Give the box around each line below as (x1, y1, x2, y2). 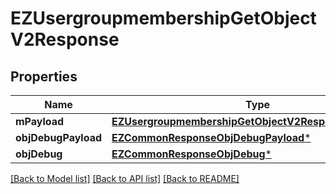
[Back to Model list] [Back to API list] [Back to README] (10, 173, 240, 184)
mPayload (15, 115, 65, 128)
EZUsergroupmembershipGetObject (10, 7, 317, 30)
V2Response (10, 28, 120, 51)
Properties (10, 68, 78, 85)
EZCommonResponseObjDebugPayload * (111, 131, 312, 144)
